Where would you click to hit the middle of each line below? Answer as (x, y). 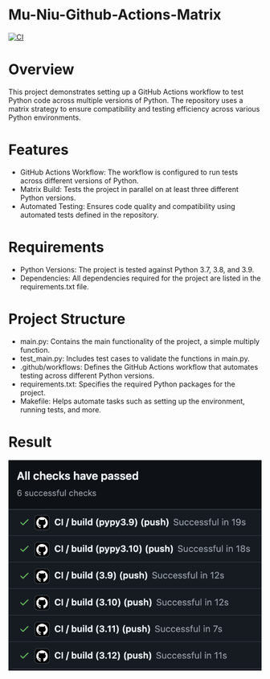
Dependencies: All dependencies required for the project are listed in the (140, 278)
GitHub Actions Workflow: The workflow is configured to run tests (129, 172)
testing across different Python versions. (87, 375)
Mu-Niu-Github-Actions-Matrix (115, 15)
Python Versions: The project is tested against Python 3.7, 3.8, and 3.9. (137, 269)
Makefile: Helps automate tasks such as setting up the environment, (132, 401)
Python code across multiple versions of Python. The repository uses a (126, 100)
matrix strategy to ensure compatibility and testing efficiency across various (134, 108)
